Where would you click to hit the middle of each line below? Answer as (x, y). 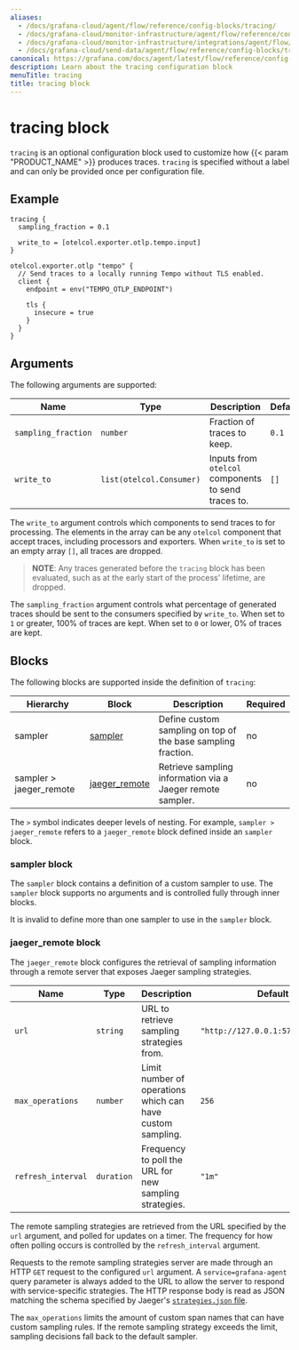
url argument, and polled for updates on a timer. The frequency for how (142, 1235)
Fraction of (232, 422)
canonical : (30, 59)
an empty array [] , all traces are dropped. (87, 551)
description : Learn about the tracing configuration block (122, 68)
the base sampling (197, 741)
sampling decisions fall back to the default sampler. (104, 1336)
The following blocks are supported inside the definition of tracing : (133, 682)
